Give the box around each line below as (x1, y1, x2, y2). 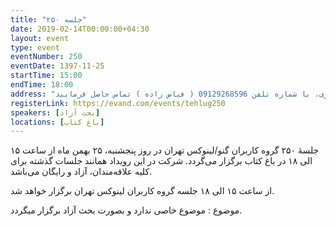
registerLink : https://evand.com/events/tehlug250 (10, 98, 226, 108)
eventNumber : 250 (10, 52, 83, 62)
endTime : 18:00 (10, 80, 74, 90)
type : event (10, 42, 60, 53)
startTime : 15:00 (10, 71, 83, 81)
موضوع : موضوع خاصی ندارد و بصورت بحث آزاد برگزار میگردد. (10, 204, 243, 216)
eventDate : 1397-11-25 (10, 61, 105, 71)
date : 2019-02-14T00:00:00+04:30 (10, 24, 150, 34)
